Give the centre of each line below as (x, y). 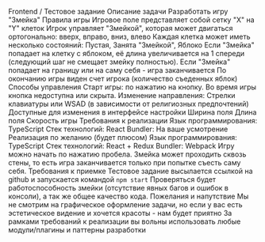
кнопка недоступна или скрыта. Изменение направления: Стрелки (122, 95)
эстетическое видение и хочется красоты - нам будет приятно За (120, 213)
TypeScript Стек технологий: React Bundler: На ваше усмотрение (118, 129)
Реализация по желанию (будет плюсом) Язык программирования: (123, 137)
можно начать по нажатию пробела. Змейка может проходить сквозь (127, 154)
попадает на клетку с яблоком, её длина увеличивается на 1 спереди (127, 53)
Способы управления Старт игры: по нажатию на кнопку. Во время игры (132, 87)
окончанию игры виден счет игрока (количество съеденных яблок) (123, 79)
